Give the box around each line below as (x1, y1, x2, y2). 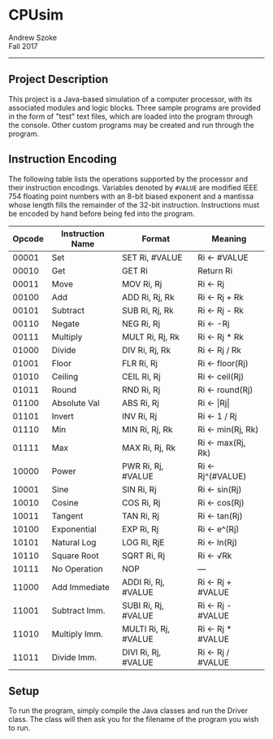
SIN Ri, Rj (121, 483, 157, 495)
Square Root (51, 549, 99, 561)
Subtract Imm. (51, 605, 106, 616)
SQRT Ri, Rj (121, 549, 165, 561)
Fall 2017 (8, 41, 38, 50)
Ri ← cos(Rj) (197, 496, 245, 508)
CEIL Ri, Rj (121, 370, 161, 382)
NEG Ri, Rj (121, 317, 161, 329)
